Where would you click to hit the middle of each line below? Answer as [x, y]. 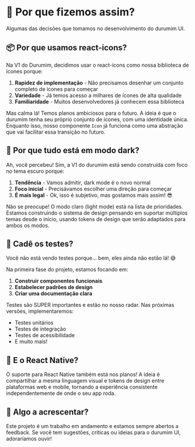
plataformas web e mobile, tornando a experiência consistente [82, 387]
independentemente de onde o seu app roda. [61, 393]
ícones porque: [24, 71]
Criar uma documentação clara [53, 294]
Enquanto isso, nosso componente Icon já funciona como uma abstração [95, 125]
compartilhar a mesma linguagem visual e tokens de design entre [85, 381]
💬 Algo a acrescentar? [47, 412]
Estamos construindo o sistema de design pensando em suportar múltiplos [97, 213]
